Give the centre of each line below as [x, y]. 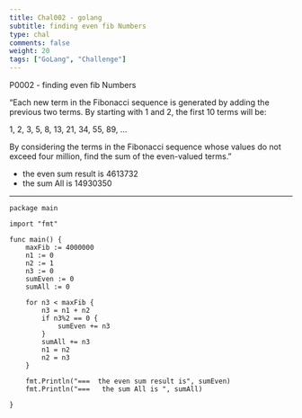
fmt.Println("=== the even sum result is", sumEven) [128, 381]
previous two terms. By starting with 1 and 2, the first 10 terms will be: [138, 112]
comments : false [40, 43]
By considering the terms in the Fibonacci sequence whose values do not [145, 147]
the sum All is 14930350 [67, 183]
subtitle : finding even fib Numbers [78, 26]
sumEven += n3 [84, 326]
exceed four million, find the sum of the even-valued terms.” [120, 156]
